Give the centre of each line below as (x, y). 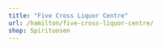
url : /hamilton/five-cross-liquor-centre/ (81, 23)
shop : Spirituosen (39, 30)
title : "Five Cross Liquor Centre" (68, 16)
